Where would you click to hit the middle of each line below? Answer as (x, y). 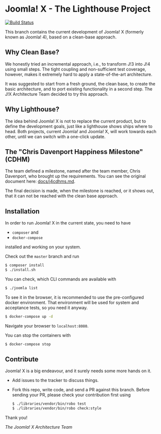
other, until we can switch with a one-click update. (55, 137)
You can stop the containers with (38, 335)
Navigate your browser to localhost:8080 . (47, 326)
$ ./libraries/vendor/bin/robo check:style (57, 408)
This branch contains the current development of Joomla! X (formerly (74, 32)
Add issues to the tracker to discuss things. (55, 381)
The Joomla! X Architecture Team (39, 427)
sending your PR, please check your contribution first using (71, 395)
